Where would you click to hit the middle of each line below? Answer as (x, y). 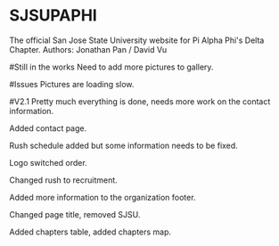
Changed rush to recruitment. (63, 180)
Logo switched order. (48, 162)
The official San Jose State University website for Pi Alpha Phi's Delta (137, 40)
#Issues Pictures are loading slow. (72, 84)
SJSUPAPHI (53, 16)
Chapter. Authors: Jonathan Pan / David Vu (88, 49)
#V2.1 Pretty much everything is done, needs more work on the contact (140, 101)
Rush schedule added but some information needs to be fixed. (123, 145)
